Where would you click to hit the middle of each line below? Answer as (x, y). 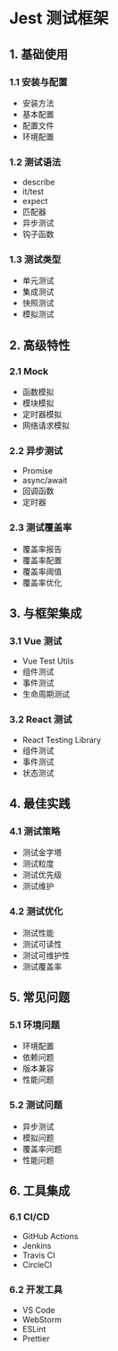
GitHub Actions (50, 1236)
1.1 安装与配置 (38, 81)
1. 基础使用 (39, 54)
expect (35, 201)
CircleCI (37, 1265)
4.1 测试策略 (35, 832)
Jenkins (37, 1246)
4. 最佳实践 (40, 804)
